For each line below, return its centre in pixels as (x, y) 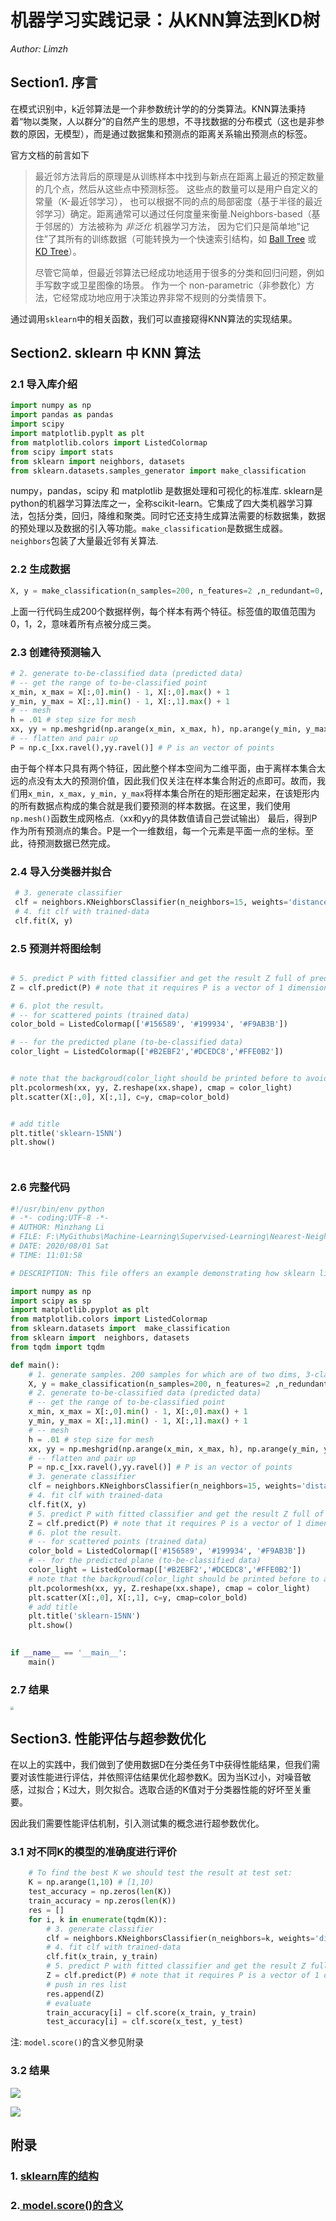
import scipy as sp (51, 1301)
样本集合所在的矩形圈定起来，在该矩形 (232, 793)
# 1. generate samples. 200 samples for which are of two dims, (165, 1374)
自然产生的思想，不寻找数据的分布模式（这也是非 (215, 121)
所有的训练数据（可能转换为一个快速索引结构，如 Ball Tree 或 (190, 238)
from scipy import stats (62, 452)
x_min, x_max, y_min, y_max (86, 794)
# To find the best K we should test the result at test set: (160, 1873)
